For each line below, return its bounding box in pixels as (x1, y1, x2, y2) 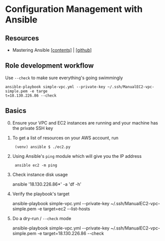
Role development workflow (5, 61, 94, 70)
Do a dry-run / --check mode (12, 215, 72, 221)
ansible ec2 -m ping (14, 163, 57, 168)
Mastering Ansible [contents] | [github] (12, 47, 92, 53)
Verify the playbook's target (12, 191, 70, 197)
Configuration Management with (5, 3, 143, 15)
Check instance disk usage (12, 171, 68, 177)
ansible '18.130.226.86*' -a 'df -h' (12, 181, 82, 187)
